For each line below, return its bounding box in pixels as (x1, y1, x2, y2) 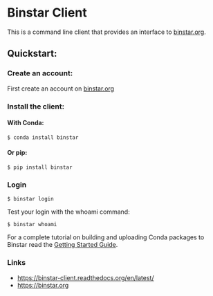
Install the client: (7, 102, 64, 111)
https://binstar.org (17, 281, 69, 289)
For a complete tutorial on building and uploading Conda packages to (7, 233, 205, 241)
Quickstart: (7, 48, 57, 59)
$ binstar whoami (7, 221, 57, 228)
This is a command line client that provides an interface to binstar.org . (7, 28, 206, 36)
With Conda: (7, 119, 44, 127)
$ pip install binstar (7, 164, 73, 171)
